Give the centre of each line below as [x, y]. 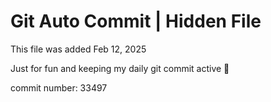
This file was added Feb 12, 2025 [78, 49]
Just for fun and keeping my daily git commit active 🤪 [120, 68]
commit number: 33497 [59, 87]
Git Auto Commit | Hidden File [136, 21]
